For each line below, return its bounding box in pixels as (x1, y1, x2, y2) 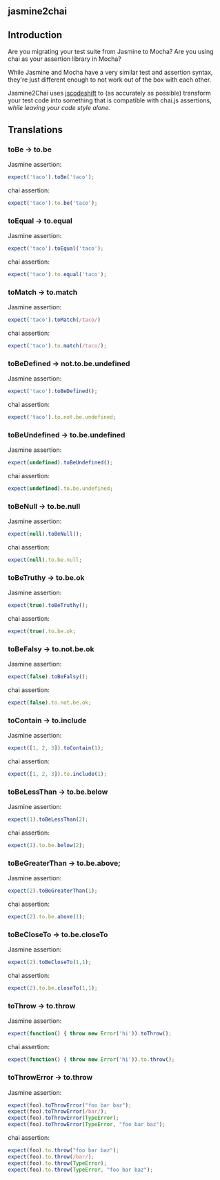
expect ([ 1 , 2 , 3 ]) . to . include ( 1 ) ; (8, 771, 108, 778)
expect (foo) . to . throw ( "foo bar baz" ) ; (8, 1147, 119, 1154)
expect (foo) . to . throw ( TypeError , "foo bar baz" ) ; (8, 1166, 154, 1173)
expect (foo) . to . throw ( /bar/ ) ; (8, 1153, 95, 1160)
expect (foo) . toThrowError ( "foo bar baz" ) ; (8, 1102, 132, 1109)
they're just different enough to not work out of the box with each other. (8, 75, 212, 84)
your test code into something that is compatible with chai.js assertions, (8, 96, 212, 105)
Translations (8, 124, 63, 136)
